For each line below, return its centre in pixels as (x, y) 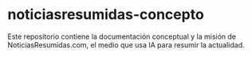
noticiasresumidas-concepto (106, 15)
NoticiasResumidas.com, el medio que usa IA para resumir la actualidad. (126, 44)
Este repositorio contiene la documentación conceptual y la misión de (122, 36)
